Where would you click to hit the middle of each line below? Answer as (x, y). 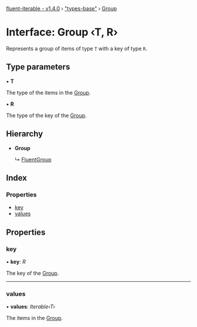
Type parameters (38, 67)
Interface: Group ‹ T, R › (62, 32)
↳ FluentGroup (33, 159)
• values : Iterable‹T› (31, 307)
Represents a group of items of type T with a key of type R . (77, 48)
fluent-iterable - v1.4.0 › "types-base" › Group (62, 9)
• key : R (16, 262)
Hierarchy (25, 134)
